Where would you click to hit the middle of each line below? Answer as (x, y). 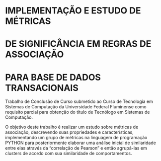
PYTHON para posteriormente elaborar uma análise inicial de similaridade (81, 143)
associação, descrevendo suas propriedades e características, (69, 132)
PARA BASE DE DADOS (53, 77)
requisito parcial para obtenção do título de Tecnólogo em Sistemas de (78, 112)
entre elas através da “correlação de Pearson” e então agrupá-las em (76, 148)
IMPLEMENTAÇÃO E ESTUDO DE (73, 11)
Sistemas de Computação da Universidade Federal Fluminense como (76, 107)
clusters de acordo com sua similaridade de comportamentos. (69, 154)
